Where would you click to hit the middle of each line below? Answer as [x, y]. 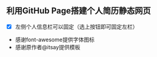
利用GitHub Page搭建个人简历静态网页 [78, 11]
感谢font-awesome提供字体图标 [55, 39]
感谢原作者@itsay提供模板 [48, 47]
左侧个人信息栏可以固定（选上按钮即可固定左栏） [76, 27]
